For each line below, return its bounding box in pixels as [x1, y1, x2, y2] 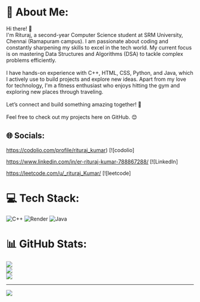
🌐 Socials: [6, 131, 45, 141]
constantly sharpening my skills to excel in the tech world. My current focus [6, 44, 192, 51]
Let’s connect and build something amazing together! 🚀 [6, 100, 142, 108]
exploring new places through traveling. [6, 88, 104, 95]
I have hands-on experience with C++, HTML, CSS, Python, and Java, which [6, 69, 193, 76]
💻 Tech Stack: [6, 191, 80, 205]
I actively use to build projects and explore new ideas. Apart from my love [6, 75, 186, 83]
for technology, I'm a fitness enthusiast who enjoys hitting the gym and [6, 81, 180, 89]
